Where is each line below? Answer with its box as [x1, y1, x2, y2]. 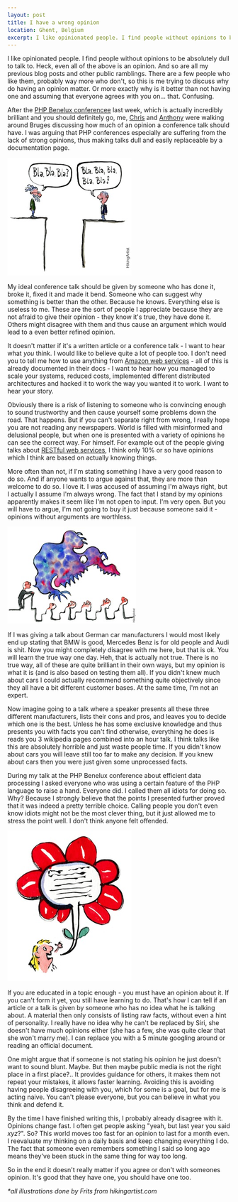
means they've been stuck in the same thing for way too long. [7, 1152, 188, 1161]
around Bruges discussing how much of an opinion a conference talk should [7, 121, 230, 129]
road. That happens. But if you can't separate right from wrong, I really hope [7, 416, 230, 424]
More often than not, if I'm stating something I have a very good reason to [7, 467, 222, 476]
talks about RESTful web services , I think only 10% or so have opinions [7, 446, 214, 455]
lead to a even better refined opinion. [7, 327, 115, 337]
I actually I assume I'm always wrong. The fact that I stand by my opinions [7, 490, 223, 499]
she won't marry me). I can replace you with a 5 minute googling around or [7, 1034, 225, 1042]
